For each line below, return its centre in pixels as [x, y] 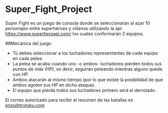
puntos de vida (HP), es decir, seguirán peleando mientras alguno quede [88, 69]
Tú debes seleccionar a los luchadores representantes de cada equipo [85, 53]
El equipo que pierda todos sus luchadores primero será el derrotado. [84, 90]
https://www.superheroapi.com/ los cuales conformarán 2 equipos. [75, 33]
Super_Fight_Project [49, 9]
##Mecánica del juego [28, 43]
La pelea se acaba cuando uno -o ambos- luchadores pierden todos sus [87, 63]
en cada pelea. [28, 58]
